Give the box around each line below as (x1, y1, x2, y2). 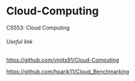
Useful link (6, 38, 33, 45)
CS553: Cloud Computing (6, 24, 70, 31)
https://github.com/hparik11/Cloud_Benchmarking (6, 68, 130, 76)
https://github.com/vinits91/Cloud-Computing (6, 56, 119, 64)
